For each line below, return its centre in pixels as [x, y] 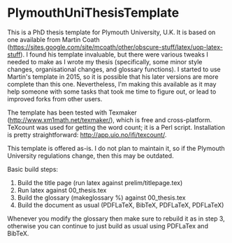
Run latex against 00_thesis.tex [62, 190]
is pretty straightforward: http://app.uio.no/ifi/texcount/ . [87, 135]
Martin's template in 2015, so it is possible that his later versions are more [113, 76]
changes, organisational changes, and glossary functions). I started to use [114, 69]
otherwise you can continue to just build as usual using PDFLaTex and [108, 226]
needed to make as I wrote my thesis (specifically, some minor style [105, 61]
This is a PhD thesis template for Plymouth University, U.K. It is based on [111, 32]
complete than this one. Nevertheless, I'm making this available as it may [112, 84]
